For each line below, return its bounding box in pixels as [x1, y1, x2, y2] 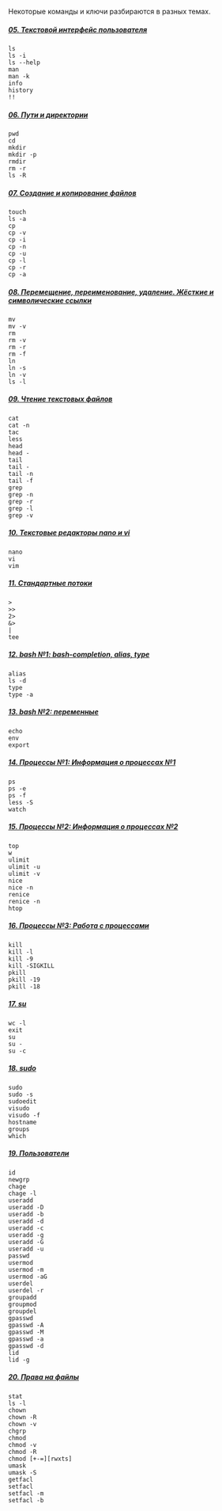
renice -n [8, 897, 41, 905]
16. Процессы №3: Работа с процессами [8, 921, 150, 931]
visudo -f [8, 1111, 41, 1119]
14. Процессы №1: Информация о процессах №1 [8, 758, 176, 767]
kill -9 [8, 954, 34, 963]
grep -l [8, 504, 34, 512]
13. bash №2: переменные [8, 707, 99, 717]
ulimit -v [8, 870, 41, 877]
